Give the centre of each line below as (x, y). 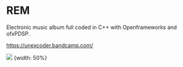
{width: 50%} (30, 57)
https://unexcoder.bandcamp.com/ (50, 45)
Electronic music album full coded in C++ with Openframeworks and (91, 27)
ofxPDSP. (18, 33)
